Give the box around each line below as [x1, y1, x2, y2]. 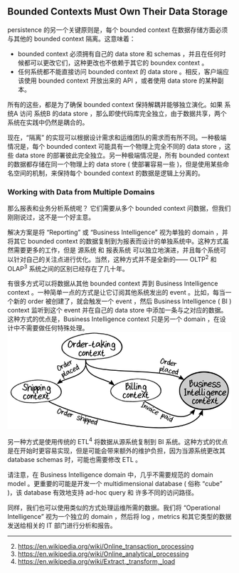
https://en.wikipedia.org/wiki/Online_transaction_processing [17, 542, 194, 550]
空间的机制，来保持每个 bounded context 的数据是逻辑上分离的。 [13, 169, 205, 177]
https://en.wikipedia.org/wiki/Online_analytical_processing [17, 550, 189, 558]
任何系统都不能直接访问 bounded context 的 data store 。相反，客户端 [17, 67, 223, 75]
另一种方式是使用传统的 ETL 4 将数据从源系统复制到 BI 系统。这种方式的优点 [7, 436, 228, 446]
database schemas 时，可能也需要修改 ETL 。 [7, 455, 142, 463]
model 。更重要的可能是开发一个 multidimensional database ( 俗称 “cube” [7, 479, 223, 488]
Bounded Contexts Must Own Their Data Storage [7, 6, 228, 18]
